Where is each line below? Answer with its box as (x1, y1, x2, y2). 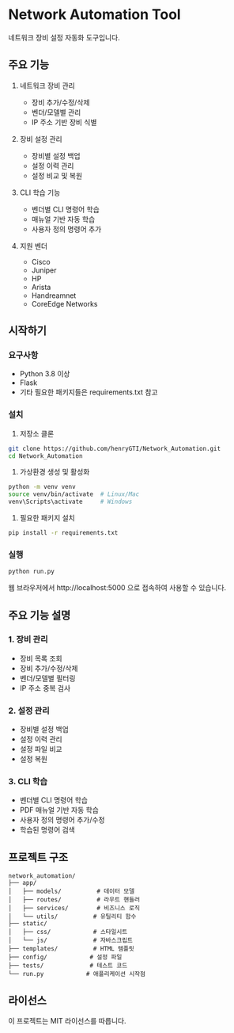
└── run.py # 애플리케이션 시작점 (8, 970, 146, 978)
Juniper (31, 265, 57, 275)
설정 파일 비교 (19, 745, 62, 754)
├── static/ (8, 920, 47, 928)
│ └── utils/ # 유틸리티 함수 (8, 913, 137, 921)
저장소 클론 (19, 429, 55, 438)
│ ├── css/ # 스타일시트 (8, 928, 128, 936)
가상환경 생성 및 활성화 (19, 467, 90, 477)
